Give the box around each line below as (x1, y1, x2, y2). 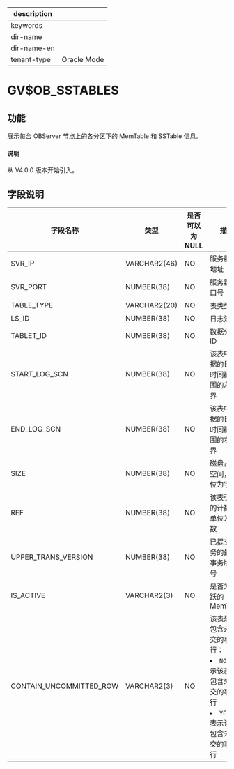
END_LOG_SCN (10, 425, 61, 434)
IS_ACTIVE (10, 591, 46, 600)
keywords (10, 21, 43, 30)
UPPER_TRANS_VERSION (10, 552, 93, 562)
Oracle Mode (61, 55, 104, 64)
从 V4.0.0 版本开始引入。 (7, 166, 79, 174)
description (13, 9, 52, 18)
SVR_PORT (10, 282, 47, 292)
